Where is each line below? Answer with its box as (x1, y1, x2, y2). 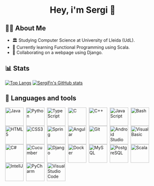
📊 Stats (5, 64, 30, 73)
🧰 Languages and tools (5, 94, 77, 103)
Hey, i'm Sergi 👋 (50, 4, 116, 16)
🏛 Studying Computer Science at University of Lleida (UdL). (12, 37, 135, 43)
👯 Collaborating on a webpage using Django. (12, 50, 103, 55)
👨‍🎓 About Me (5, 24, 46, 32)
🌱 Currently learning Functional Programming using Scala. (12, 44, 130, 50)
